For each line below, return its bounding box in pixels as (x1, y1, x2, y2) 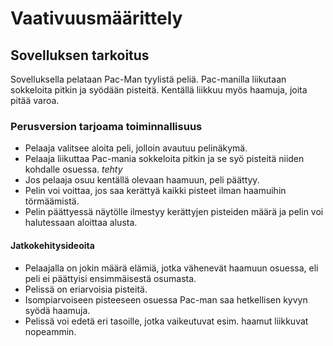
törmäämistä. (24, 195, 80, 207)
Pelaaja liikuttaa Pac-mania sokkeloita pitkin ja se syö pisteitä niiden (24, 153, 305, 165)
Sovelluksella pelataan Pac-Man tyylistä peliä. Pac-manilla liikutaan (10, 73, 287, 85)
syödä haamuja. (24, 304, 91, 316)
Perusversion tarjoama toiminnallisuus (10, 119, 203, 133)
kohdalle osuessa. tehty (24, 163, 123, 176)
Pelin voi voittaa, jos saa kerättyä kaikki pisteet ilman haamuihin (24, 185, 287, 197)
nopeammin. (24, 325, 77, 337)
